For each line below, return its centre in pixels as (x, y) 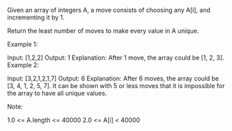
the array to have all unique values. (57, 93)
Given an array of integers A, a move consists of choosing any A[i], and (109, 10)
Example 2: (23, 65)
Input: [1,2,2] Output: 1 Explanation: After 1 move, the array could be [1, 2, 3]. (116, 58)
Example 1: (23, 44)
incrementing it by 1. (36, 17)
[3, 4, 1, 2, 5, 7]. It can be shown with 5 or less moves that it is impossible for (116, 86)
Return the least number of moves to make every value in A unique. (103, 31)
